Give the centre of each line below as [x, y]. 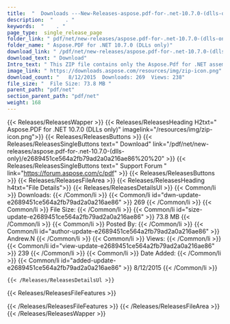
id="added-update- [88, 260]
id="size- [190, 209]
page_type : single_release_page [55, 33]
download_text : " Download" [47, 58]
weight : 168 [24, 103]
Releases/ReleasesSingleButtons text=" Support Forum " [87, 166]
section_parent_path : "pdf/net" [53, 97]
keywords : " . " [37, 26]
